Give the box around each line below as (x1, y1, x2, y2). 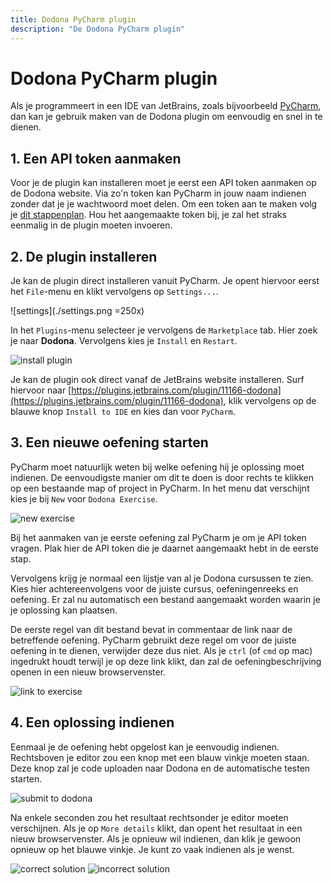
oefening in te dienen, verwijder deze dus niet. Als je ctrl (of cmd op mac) (10, 644, 313, 656)
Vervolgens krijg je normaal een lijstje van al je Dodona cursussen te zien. (10, 572, 314, 584)
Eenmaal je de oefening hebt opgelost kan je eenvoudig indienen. (10, 741, 280, 753)
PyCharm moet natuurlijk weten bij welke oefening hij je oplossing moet (10, 461, 305, 473)
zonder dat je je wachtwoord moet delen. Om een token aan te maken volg (10, 198, 318, 210)
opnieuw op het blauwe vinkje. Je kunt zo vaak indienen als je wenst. (10, 843, 295, 855)
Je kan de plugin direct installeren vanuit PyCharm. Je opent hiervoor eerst (10, 275, 320, 287)
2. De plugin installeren (10, 248, 158, 265)
